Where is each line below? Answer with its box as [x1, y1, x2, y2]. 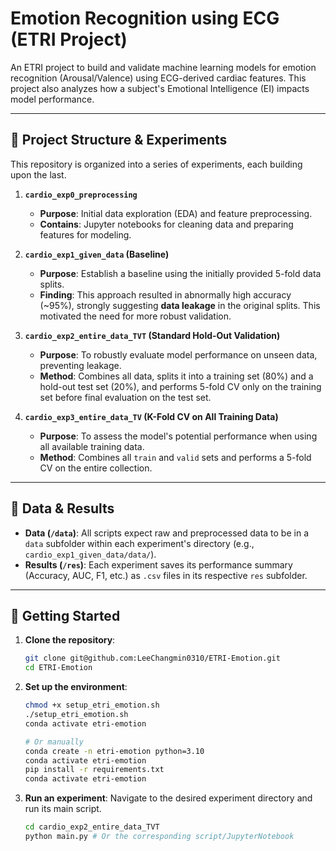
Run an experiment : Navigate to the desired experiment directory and [24, 792, 313, 804]
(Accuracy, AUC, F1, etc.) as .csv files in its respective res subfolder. [24, 569, 308, 581]
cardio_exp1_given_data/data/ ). [24, 548, 157, 560]
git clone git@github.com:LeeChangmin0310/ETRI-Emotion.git [24, 653, 281, 664]
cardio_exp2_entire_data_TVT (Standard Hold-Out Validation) [24, 329, 281, 341]
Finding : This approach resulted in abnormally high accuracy [39, 288, 292, 301]
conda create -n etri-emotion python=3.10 [24, 746, 205, 756]
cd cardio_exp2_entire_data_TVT [24, 822, 160, 832]
